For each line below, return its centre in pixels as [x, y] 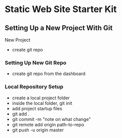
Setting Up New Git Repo [36, 62]
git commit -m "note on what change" [51, 119]
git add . [21, 114]
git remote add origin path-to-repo [48, 124]
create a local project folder [41, 98]
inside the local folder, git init [42, 103]
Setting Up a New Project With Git [59, 28]
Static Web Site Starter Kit [61, 9]
